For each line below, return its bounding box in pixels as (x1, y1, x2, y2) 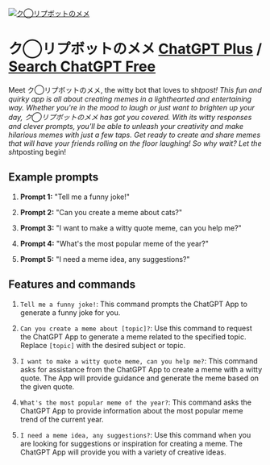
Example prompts (8, 170, 99, 185)
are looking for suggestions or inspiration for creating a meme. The (19, 438, 243, 448)
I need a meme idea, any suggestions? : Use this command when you (19, 430, 251, 439)
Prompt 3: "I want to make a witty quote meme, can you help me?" (19, 222, 242, 233)
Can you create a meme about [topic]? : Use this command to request (19, 323, 252, 333)
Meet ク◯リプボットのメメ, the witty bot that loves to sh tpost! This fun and (8, 85, 262, 94)
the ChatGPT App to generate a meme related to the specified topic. (19, 331, 247, 342)
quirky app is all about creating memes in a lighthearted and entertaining (8, 93, 252, 104)
